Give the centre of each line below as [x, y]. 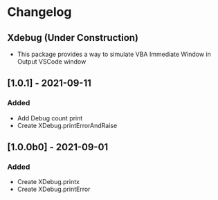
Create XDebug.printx [48, 182]
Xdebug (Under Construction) [73, 38]
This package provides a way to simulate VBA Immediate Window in [114, 54]
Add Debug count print [50, 118]
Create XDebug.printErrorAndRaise [67, 125]
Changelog [39, 12]
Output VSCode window [52, 62]
